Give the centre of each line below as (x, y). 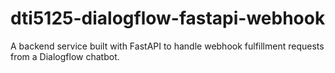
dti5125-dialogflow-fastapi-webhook (168, 18)
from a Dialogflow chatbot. (65, 56)
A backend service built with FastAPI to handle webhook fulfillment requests (167, 46)
